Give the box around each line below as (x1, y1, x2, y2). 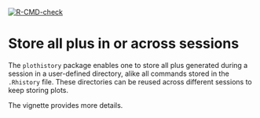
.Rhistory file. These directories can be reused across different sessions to (8, 77, 253, 86)
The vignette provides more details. (8, 100, 123, 109)
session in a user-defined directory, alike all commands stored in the (8, 69, 229, 78)
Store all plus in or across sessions (8, 35, 240, 52)
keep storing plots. (8, 85, 69, 95)
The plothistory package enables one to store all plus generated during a (8, 60, 248, 70)
